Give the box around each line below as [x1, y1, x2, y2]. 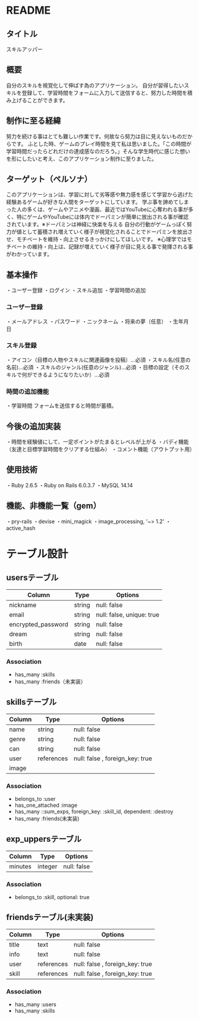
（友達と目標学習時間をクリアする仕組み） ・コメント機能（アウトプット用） [6, 445, 195, 453]
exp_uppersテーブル [6, 834, 82, 844]
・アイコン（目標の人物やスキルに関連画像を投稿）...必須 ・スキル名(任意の [6, 356, 191, 363]
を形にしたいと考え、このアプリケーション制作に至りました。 [6, 155, 157, 162]
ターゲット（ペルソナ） [6, 174, 92, 185]
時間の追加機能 [6, 387, 49, 396]
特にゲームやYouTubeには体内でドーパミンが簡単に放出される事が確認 [16, 213, 189, 220]
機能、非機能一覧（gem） [6, 501, 101, 511]
